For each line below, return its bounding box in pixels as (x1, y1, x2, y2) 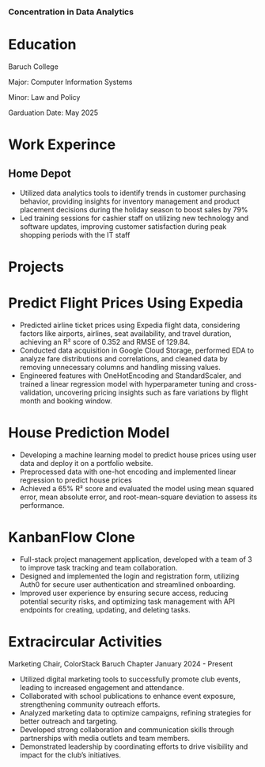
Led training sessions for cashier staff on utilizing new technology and (19, 213, 249, 223)
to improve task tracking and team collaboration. (19, 563, 178, 572)
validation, (19, 387, 54, 397)
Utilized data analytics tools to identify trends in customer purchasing (19, 188, 247, 197)
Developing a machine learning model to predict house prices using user (19, 450, 257, 460)
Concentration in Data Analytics (8, 6, 134, 17)
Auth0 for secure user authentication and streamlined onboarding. (19, 579, 236, 589)
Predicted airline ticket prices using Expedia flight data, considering (19, 320, 240, 330)
